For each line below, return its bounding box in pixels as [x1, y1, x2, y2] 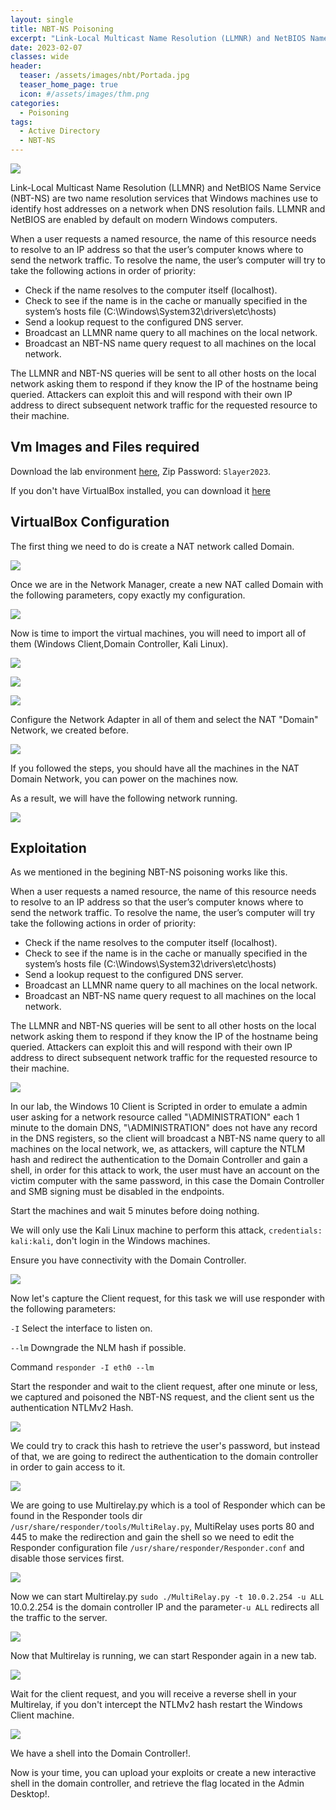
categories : [10, 98, 60, 108]
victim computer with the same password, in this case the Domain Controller [10, 1175, 325, 1187]
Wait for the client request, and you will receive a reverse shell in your [10, 1688, 297, 1700]
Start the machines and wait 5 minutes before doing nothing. [10, 1205, 260, 1217]
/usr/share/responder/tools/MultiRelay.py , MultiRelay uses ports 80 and [10, 1521, 315, 1533]
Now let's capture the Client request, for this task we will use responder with [10, 1292, 325, 1305]
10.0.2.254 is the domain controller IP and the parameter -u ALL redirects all [10, 1601, 320, 1613]
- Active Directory [19, 126, 101, 136]
